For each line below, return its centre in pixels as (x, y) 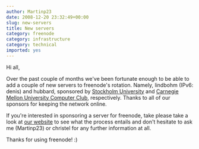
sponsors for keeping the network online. (56, 104)
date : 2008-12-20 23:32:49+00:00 (48, 17)
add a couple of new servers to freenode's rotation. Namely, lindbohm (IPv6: (100, 85)
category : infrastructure (38, 39)
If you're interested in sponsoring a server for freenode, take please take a (97, 115)
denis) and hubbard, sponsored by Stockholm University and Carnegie (93, 91)
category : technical (32, 45)
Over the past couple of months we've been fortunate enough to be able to (98, 78)
